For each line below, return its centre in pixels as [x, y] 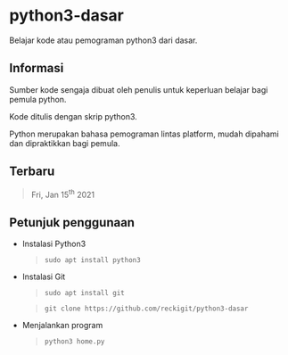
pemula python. [38, 99]
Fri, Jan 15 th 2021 [63, 194]
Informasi [37, 68]
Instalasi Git [44, 277]
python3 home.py [74, 342]
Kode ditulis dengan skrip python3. [74, 116]
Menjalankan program [62, 326]
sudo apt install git [84, 293]
